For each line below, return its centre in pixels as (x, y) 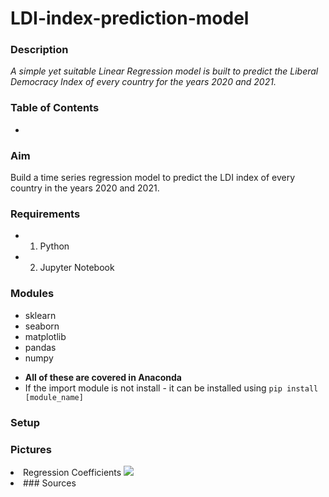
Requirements (45, 214)
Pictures (31, 449)
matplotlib (45, 336)
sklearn (40, 315)
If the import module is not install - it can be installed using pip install (171, 388)
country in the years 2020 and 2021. (85, 188)
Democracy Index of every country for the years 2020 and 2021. (143, 82)
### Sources (50, 483)
